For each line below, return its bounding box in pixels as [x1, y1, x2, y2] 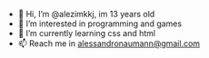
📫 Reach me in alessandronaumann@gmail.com [17, 38, 201, 49]
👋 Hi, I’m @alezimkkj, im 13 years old [17, 9, 155, 19]
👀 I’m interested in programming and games [17, 18, 183, 29]
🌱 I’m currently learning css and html [17, 28, 156, 38]
